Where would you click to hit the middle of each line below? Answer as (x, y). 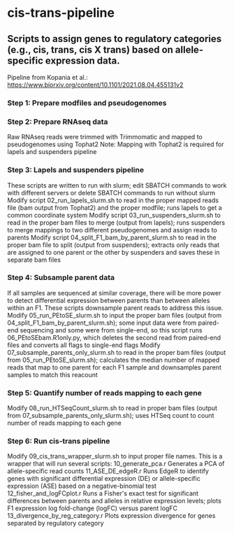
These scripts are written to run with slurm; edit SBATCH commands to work (117, 185)
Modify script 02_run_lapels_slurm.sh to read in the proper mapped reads (113, 200)
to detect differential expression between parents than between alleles (109, 300)
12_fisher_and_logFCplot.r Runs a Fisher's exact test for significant (103, 493)
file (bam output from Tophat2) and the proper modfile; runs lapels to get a (115, 207)
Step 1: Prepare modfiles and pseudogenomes (87, 103)
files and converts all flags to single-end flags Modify (84, 345)
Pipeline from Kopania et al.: (48, 77)
